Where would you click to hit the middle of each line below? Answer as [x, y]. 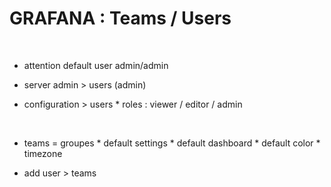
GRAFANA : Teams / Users [120, 18]
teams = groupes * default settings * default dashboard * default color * [172, 143]
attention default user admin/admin [96, 65]
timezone [43, 153]
